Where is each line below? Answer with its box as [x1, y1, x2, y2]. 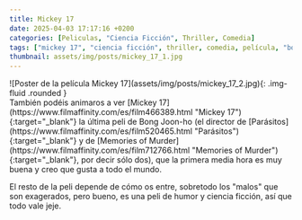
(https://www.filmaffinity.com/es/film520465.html [9, 126, 193, 136]
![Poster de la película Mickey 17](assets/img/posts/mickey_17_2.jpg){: [9, 78, 267, 89]
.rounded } [27, 88, 67, 99]
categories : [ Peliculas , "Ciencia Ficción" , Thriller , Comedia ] [9, 33, 255, 42]
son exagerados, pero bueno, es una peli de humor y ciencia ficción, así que [9, 191, 292, 202]
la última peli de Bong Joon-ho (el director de [78, 117, 247, 128]
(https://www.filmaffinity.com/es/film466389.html [9, 107, 193, 118]
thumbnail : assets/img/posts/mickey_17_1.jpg [9, 52, 182, 62]
